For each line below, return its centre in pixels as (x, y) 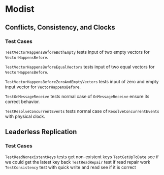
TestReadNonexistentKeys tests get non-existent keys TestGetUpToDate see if (82, 157)
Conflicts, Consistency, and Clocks (60, 27)
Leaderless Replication (41, 132)
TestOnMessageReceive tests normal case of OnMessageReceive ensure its (77, 96)
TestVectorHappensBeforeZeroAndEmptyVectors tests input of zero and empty (82, 81)
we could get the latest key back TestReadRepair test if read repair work (78, 162)
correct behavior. (23, 102)
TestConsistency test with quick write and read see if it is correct (71, 167)
